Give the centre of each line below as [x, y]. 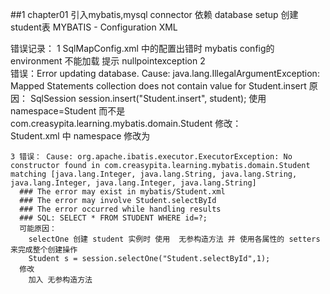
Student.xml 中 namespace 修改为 [80, 136]
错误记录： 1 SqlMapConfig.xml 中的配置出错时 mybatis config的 [142, 48]
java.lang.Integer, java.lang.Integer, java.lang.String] [133, 183]
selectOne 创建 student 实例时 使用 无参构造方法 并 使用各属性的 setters [174, 239]
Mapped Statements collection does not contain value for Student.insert [158, 86]
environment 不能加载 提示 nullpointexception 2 [108, 61]
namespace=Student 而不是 [68, 111]
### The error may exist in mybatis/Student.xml [122, 192]
